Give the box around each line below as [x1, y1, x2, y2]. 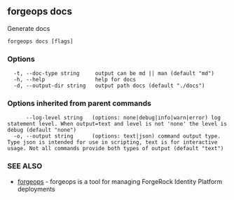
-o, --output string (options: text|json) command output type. [13, 133, 221, 140]
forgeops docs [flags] [7, 38, 74, 45]
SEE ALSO [7, 161, 43, 171]
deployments [17, 185, 56, 193]
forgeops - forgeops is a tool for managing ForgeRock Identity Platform [17, 177, 223, 185]
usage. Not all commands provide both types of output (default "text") [7, 145, 224, 152]
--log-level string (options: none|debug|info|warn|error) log [25, 114, 221, 121]
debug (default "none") [7, 126, 77, 134]
